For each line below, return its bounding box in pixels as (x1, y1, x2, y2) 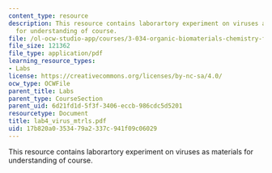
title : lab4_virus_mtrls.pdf (8, 117, 107, 125)
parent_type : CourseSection (8, 95, 104, 103)
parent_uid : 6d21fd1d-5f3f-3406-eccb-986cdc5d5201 (8, 102, 183, 110)
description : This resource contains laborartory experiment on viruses (8, 19, 259, 27)
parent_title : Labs (8, 86, 74, 95)
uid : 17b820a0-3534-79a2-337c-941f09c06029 (8, 124, 158, 133)
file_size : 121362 (8, 42, 70, 50)
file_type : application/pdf (8, 49, 104, 57)
